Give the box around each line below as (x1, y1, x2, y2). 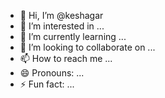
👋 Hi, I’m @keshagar (19, 10, 104, 21)
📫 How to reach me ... (19, 53, 113, 64)
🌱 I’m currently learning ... (19, 31, 127, 42)
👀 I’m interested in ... (19, 20, 105, 32)
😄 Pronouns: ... (19, 67, 85, 79)
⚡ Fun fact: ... (19, 78, 75, 90)
